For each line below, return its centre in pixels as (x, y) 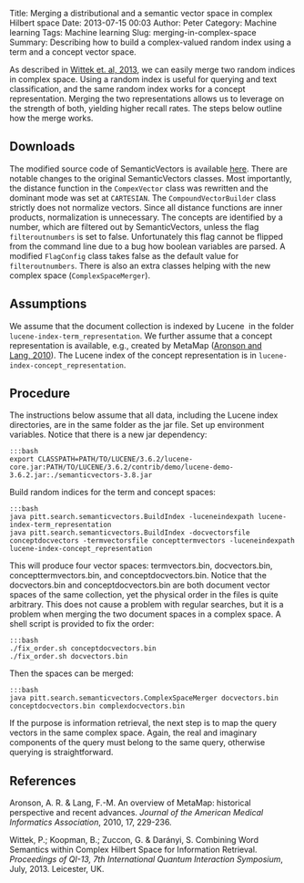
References (43, 780)
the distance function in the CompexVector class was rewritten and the (139, 188)
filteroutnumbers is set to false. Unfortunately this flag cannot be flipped (147, 236)
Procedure (40, 394)
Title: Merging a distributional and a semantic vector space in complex (141, 13)
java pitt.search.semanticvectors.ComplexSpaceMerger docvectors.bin (144, 698)
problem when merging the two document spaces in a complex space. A (146, 614)
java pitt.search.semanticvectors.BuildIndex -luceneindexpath (132, 517)
